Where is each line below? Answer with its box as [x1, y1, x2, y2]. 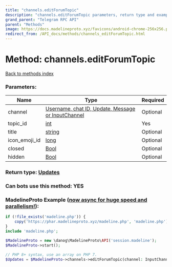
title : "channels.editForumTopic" [5, 7, 79, 13]
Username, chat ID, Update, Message [45, 105, 136, 112]
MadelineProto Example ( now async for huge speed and [5, 196, 147, 203]
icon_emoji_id [8, 137, 41, 144]
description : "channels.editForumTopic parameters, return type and [5, 12, 155, 17]
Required [141, 97, 164, 104]
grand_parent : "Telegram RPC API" [5, 17, 79, 22]
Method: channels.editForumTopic [5, 53, 156, 65]
